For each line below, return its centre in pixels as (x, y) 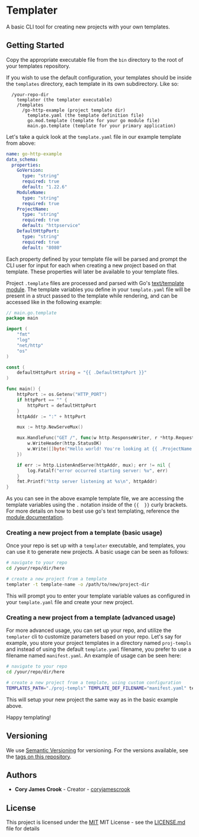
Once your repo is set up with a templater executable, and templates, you (96, 545)
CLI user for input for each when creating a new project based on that (91, 265)
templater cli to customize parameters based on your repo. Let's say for (94, 637)
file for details (23, 829)
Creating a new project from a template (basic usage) (84, 533)
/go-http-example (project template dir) (74, 110)
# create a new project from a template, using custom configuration (94, 682)
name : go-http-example (34, 154)
